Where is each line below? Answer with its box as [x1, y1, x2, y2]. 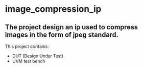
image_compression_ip [5, 3, 101, 15]
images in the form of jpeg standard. [5, 30, 119, 39]
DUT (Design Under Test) [12, 53, 64, 59]
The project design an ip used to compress [5, 23, 138, 31]
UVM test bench [12, 58, 46, 64]
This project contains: [5, 44, 49, 49]
